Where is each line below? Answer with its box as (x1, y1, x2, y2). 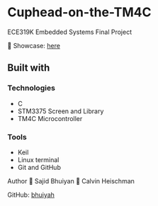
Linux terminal (17, 155, 60, 164)
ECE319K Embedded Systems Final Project (7, 28, 132, 36)
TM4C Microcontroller (17, 114, 83, 122)
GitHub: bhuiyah (7, 190, 55, 199)
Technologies (7, 83, 55, 93)
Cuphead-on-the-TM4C (7, 4, 152, 21)
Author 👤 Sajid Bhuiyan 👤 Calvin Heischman (7, 176, 135, 185)
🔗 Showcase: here (7, 41, 60, 50)
